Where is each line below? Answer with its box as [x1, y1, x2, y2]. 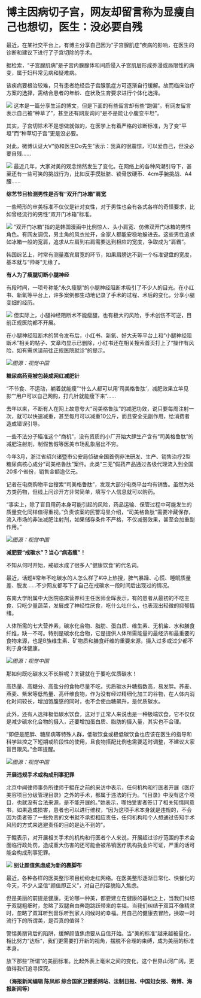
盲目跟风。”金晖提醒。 [6, 745, 59, 753]
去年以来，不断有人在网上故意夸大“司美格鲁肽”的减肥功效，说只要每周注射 [6, 405, 190, 412]
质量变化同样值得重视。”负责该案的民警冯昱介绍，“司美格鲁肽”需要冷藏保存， [6, 508, 194, 515]
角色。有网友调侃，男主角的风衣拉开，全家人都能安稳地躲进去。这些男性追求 [6, 230, 195, 238]
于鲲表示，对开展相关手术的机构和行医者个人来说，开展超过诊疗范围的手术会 [6, 833, 195, 841]
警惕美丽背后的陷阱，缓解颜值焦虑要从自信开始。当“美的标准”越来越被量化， [6, 929, 194, 937]
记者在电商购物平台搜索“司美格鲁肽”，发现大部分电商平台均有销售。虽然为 [6, 480, 190, 488]
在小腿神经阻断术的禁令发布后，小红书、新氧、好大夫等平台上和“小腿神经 [6, 332, 187, 339]
